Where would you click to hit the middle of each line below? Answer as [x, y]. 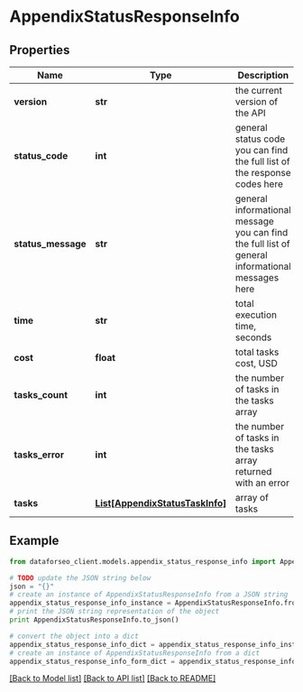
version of [256, 101]
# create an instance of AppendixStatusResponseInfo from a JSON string [149, 595]
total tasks [257, 352]
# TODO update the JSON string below [80, 578]
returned [253, 471]
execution [256, 315]
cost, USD [256, 363]
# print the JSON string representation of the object [115, 612]
